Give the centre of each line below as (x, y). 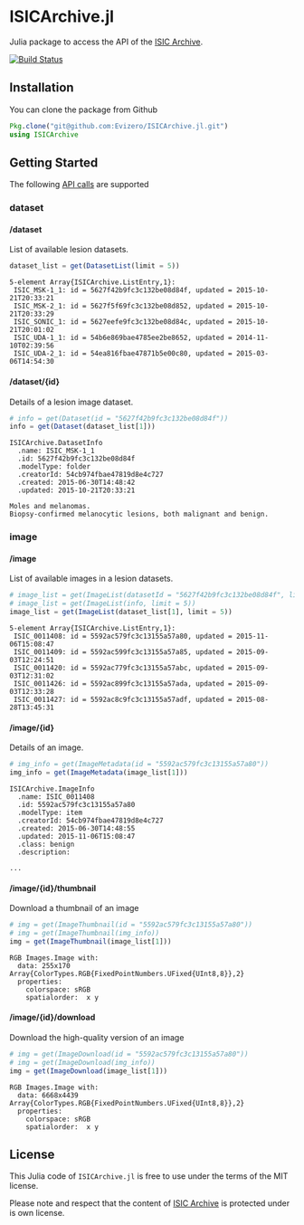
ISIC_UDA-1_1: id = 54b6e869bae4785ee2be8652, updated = (123, 338)
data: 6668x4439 (48, 1095)
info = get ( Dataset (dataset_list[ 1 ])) (82, 427)
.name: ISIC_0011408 (56, 797)
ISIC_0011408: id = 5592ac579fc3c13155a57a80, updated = (123, 636)
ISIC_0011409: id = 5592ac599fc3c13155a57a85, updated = (123, 652)
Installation (42, 88)
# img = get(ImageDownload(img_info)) (82, 1062)
